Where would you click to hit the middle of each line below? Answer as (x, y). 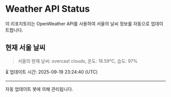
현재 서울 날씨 (25, 48)
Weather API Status (48, 9)
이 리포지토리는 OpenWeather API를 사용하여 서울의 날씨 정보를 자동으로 (78, 23)
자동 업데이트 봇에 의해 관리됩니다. (39, 89)
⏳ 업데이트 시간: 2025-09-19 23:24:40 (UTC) (52, 71)
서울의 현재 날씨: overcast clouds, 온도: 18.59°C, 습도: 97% (78, 61)
